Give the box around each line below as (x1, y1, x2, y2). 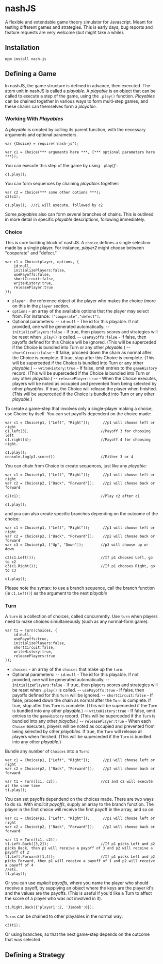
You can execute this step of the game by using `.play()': (5, 162, 118, 168)
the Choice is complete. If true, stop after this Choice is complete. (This (12, 355, 155, 361)
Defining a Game (5, 70, 57, 78)
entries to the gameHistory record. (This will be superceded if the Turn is (12, 713, 156, 719)
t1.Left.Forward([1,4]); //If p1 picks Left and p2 (5, 854, 155, 859)
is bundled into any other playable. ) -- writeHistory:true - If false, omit (12, 708, 155, 714)
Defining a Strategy (5, 951, 65, 959)
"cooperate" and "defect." (5, 250, 57, 256)
